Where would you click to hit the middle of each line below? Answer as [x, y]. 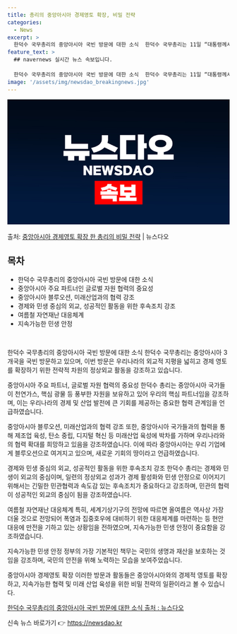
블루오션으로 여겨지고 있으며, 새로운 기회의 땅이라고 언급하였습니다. [107, 453]
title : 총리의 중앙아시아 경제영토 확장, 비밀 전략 [71, 15]
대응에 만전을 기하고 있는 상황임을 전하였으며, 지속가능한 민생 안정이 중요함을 [113, 527]
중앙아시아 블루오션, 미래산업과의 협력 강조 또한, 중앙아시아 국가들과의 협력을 [113, 426]
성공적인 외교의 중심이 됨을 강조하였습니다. [73, 494]
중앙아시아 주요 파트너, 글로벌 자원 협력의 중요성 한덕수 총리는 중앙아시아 [107, 384]
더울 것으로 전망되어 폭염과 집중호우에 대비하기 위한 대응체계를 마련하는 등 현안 [116, 518]
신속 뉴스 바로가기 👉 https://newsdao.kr [65, 623]
